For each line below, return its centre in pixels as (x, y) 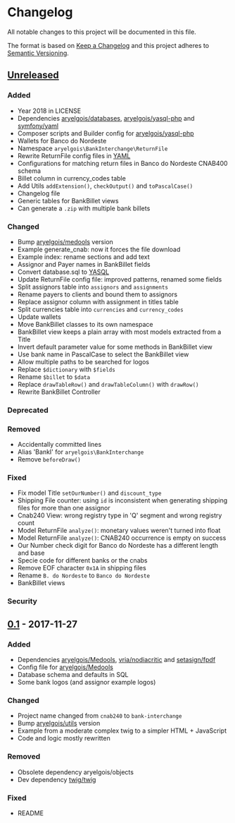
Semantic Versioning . (38, 53)
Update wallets (39, 317)
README (31, 813)
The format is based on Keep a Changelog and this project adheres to (108, 45)
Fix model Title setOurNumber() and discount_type (89, 493)
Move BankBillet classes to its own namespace (85, 324)
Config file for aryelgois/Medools (65, 667)
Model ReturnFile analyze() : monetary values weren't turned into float (119, 531)
